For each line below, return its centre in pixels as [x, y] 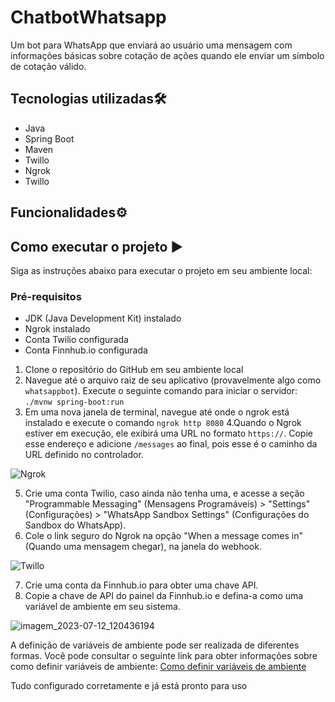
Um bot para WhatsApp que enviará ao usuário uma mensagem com [151, 45]
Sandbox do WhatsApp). [75, 525]
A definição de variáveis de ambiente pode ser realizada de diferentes [155, 645]
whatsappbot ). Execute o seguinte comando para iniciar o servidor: [161, 391]
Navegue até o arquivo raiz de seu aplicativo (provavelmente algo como [173, 380]
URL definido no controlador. [84, 455]
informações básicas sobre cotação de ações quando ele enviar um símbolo [167, 55]
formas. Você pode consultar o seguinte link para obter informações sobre [164, 656]
